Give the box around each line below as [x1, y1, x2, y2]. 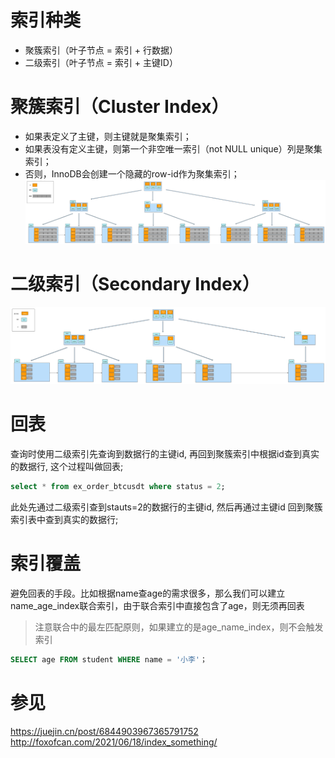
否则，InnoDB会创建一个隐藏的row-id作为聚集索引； [24, 167, 240, 180]
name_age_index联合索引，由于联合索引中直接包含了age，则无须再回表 [10, 599, 305, 611]
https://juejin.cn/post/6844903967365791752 [10, 725, 199, 737]
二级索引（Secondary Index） [10, 272, 260, 295]
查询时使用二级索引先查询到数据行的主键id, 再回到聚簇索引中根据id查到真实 [10, 447, 320, 460]
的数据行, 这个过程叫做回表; [10, 460, 124, 472]
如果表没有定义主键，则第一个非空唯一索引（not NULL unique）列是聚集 [24, 142, 323, 155]
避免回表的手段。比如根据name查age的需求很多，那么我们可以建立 [10, 587, 286, 599]
